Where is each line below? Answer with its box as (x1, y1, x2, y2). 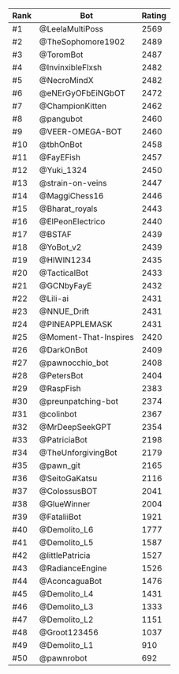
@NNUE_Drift (39, 306, 90, 317)
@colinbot (39, 409, 77, 420)
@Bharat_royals (39, 203, 98, 214)
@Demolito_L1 (39, 640, 94, 650)
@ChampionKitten (39, 100, 107, 111)
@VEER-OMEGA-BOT (39, 126, 122, 137)
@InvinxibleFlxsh (39, 62, 103, 73)
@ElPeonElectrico (39, 217, 106, 227)
